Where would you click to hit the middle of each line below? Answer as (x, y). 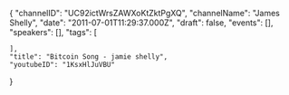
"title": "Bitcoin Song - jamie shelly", (89, 57)
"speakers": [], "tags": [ (53, 32)
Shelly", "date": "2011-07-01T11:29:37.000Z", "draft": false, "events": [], (141, 23)
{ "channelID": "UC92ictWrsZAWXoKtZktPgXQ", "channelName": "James (145, 13)
